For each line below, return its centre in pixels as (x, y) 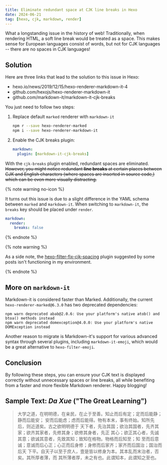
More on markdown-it (38, 287)
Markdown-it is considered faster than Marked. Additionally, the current (79, 299)
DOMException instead (28, 327)
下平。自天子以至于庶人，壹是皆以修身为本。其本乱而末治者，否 (93, 451)
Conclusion (23, 363)
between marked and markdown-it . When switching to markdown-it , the (77, 204)
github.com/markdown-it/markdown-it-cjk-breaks (64, 97)
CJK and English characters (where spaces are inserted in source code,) (80, 174)
